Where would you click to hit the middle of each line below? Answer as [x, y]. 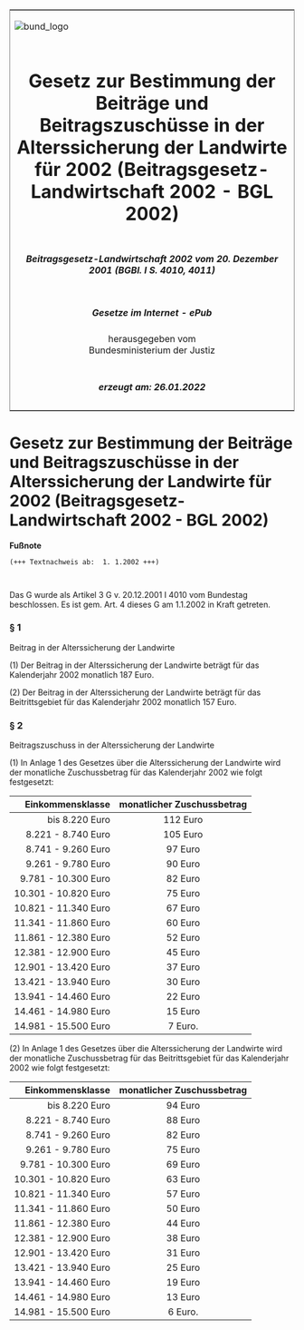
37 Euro [183, 967]
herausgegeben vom [152, 339]
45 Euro [183, 953]
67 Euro [183, 908]
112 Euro [183, 820]
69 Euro [183, 1165]
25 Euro [183, 1267]
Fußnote [26, 545]
